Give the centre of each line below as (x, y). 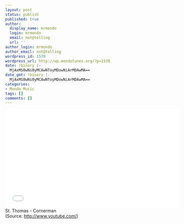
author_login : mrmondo (29, 47)
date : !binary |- (23, 65)
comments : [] (19, 98)
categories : (17, 84)
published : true (22, 19)
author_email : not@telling (33, 51)
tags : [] (14, 93)
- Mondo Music (20, 89)
